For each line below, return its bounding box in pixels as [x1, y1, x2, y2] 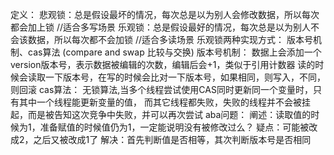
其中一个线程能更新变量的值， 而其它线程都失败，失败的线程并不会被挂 [18, 96, 311, 108]
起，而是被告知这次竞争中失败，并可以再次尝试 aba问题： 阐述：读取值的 [10, 109, 312, 120]
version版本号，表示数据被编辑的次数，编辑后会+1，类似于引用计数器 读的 [10, 59, 316, 70]
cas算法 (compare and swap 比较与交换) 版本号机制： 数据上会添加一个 [27, 46, 322, 58]
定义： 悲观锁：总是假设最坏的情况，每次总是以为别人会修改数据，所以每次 [10, 9, 320, 20]
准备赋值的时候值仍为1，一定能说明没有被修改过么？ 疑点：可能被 [39, 121, 310, 133]
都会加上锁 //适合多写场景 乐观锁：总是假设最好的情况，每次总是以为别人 [10, 21, 311, 33]
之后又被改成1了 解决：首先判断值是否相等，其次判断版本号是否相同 [33, 134, 312, 145]
